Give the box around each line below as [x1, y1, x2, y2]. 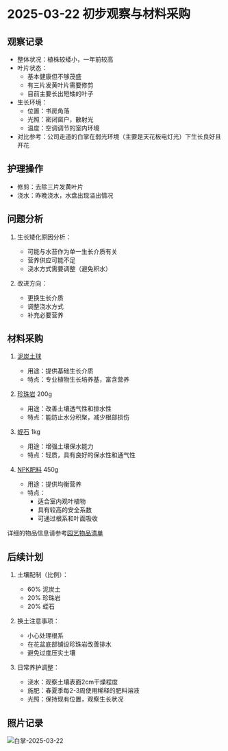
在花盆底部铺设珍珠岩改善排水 [27, 640, 112, 649]
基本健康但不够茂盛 [27, 73, 82, 80]
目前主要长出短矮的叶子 [27, 90, 94, 97]
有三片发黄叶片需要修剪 [27, 81, 94, 89]
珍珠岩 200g [16, 390, 53, 398]
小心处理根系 [27, 632, 64, 640]
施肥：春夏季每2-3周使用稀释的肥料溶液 [27, 686, 140, 695]
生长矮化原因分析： [16, 233, 72, 241]
